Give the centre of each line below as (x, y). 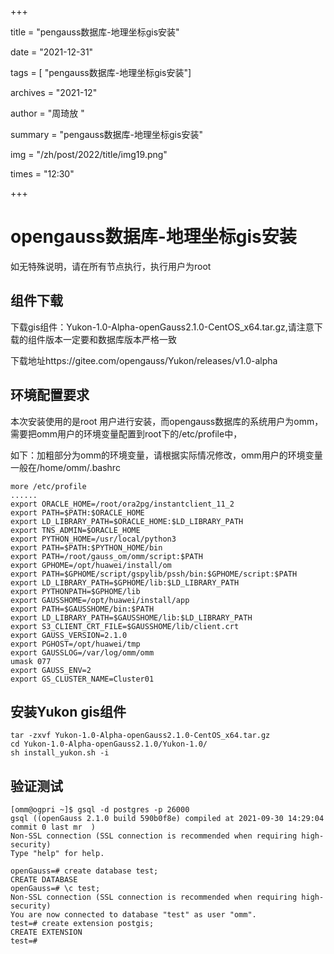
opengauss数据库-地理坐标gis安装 (153, 237)
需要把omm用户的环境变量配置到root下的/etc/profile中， (126, 433)
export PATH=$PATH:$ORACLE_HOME (77, 512)
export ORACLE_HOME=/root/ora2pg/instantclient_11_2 (122, 504)
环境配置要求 (50, 395)
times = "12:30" (42, 174)
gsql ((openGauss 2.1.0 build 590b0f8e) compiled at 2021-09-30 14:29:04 (167, 819)
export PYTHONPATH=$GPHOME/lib (75, 591)
